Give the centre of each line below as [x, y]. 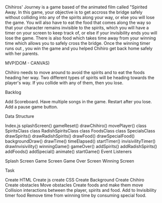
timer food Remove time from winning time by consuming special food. [76, 195]
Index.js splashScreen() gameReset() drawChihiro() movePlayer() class [76, 126]
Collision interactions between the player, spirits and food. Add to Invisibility [81, 190]
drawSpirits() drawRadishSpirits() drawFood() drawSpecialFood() [70, 136]
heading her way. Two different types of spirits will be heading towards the [80, 78]
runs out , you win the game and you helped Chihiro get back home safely [79, 48]
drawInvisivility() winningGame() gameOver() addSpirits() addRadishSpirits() [81, 146]
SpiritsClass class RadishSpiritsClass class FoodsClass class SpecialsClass [80, 131]
